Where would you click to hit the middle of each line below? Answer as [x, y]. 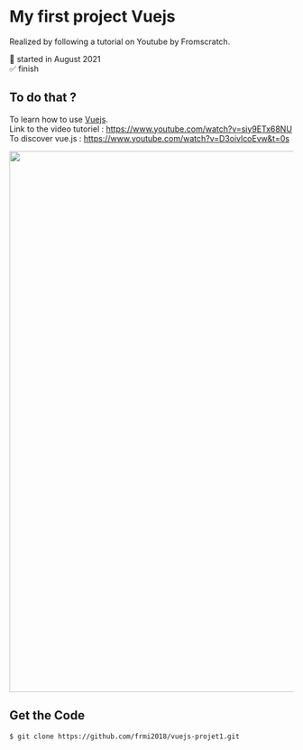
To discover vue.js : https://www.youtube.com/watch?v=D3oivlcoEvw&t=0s [150, 138]
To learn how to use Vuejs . [59, 119]
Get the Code [47, 715]
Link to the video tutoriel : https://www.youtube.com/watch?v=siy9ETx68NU [151, 129]
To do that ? [43, 98]
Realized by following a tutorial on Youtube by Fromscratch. [120, 41]
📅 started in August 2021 [55, 59]
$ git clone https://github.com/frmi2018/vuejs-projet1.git [125, 736]
